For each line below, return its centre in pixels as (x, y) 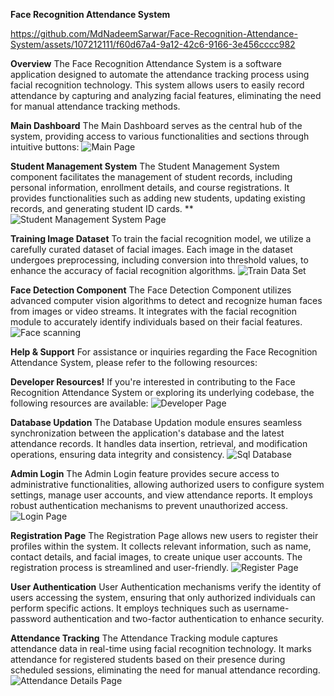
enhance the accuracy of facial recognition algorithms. (123, 270)
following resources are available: (79, 403)
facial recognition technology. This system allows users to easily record (157, 85)
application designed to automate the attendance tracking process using (160, 74)
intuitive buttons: (45, 147)
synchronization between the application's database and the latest (147, 433)
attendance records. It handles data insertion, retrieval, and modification (159, 443)
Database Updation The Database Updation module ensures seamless (156, 422)
